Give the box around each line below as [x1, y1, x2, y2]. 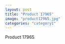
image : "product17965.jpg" [5, 16, 61, 21]
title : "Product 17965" [5, 12, 54, 17]
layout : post [5, 7, 32, 12]
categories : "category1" [5, 21, 56, 26]
